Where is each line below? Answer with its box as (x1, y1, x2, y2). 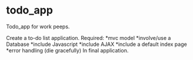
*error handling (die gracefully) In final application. (6, 46, 129, 54)
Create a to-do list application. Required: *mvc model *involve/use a (6, 34, 171, 41)
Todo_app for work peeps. (6, 23, 70, 30)
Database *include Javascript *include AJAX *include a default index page (6, 41, 187, 48)
